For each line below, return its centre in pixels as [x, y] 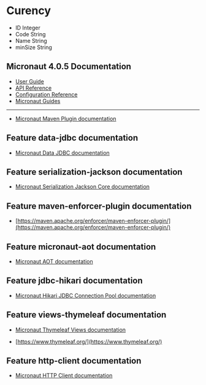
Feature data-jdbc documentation [72, 138]
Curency [29, 11]
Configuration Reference [46, 94]
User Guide [29, 81]
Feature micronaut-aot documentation [81, 247]
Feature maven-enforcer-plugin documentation [99, 206]
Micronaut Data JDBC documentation [63, 153]
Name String [31, 41]
